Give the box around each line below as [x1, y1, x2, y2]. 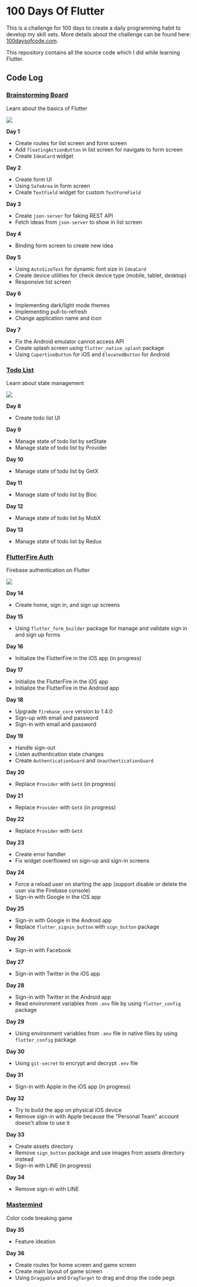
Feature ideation [14, 1237, 56, 1245]
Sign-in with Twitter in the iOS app [14, 970, 101, 977]
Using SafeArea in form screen [14, 182, 90, 189]
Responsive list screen [14, 278, 71, 285]
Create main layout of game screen [14, 1268, 102, 1275]
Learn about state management [6, 379, 84, 386]
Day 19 [6, 733, 23, 740]
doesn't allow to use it [14, 1120, 70, 1127]
